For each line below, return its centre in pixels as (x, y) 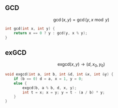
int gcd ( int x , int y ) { (30, 29)
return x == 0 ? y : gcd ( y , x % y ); (51, 33)
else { (20, 83)
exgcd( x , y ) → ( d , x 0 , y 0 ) (81, 65)
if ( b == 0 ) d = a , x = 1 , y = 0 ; (48, 79)
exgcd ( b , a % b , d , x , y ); (50, 88)
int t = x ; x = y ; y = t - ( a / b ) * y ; (64, 92)
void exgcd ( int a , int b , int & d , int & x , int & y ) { (59, 75)
